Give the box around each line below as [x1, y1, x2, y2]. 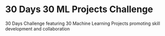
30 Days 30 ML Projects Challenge [5, 4, 153, 15]
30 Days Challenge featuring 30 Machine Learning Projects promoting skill [5, 20, 160, 26]
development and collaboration [5, 25, 70, 31]
